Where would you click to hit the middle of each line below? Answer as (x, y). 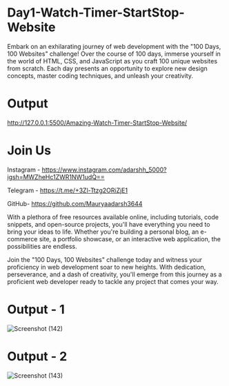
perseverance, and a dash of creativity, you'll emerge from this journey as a (114, 274)
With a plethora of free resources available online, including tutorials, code (113, 217)
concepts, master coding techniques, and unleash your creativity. (100, 75)
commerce (22, 238)
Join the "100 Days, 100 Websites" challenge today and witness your (104, 259)
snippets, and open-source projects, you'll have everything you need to (109, 224)
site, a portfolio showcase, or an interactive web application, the (130, 238)
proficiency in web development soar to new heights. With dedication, (107, 267)
